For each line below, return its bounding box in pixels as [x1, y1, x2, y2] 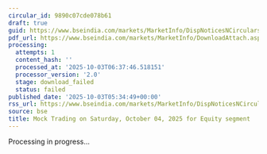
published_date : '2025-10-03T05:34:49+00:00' [8, 93, 161, 101]
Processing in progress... [8, 137, 90, 146]
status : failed [15, 85, 66, 94]
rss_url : [8, 100, 37, 108]
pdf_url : [8, 33, 37, 42]
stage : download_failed [15, 78, 94, 86]
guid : [8, 26, 26, 34]
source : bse [8, 108, 48, 116]
